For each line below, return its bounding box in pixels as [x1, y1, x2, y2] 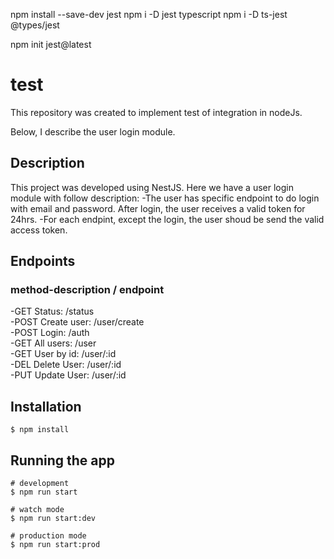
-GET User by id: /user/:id [10, 348, 117, 360]
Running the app [10, 452, 115, 469]
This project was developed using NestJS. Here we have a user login [10, 181, 294, 193]
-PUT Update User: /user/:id [10, 369, 127, 381]
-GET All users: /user [10, 337, 97, 349]
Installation [10, 398, 82, 415]
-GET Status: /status [10, 305, 95, 318]
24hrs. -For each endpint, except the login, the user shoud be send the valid [10, 213, 325, 225]
